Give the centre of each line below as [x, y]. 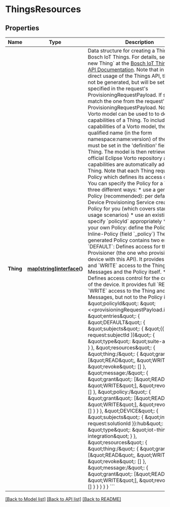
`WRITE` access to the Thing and [127, 291]
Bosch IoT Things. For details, [123, 57]
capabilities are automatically [122, 164]
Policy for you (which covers [122, 209]
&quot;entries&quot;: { [114, 316]
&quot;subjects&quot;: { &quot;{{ [126, 329]
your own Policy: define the [120, 227]
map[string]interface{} [55, 269]
